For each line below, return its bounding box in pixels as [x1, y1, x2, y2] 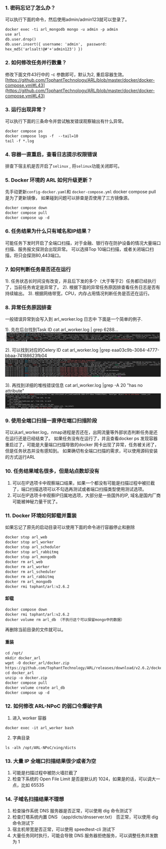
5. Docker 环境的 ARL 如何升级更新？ [5, 177, 93, 184]
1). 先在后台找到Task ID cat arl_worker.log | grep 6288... [5, 327, 119, 332]
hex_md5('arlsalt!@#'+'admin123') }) [5, 47, 83, 52]
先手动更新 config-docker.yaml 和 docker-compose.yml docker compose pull [5, 189, 157, 195]
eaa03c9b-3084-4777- [111, 347, 160, 353]
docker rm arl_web [5, 560, 43, 565]
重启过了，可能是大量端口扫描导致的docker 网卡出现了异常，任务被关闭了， [5, 442, 159, 448]
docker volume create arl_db [5, 685, 65, 691]
